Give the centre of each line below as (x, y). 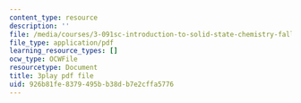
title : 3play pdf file (52, 76)
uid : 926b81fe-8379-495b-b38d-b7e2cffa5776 (92, 84)
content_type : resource (54, 17)
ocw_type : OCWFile (43, 59)
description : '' (39, 26)
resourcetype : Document (54, 68)
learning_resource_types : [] (64, 51)
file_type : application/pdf (62, 43)
